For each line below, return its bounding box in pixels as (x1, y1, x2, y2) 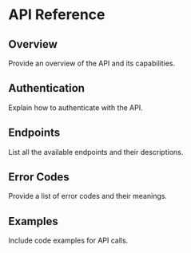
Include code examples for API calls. (8, 235, 129, 245)
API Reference (8, 6, 105, 24)
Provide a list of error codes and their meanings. (8, 192, 168, 201)
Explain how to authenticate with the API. (8, 102, 144, 113)
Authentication (8, 81, 86, 95)
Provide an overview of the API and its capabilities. (8, 58, 176, 68)
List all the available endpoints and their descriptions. (8, 147, 184, 156)
